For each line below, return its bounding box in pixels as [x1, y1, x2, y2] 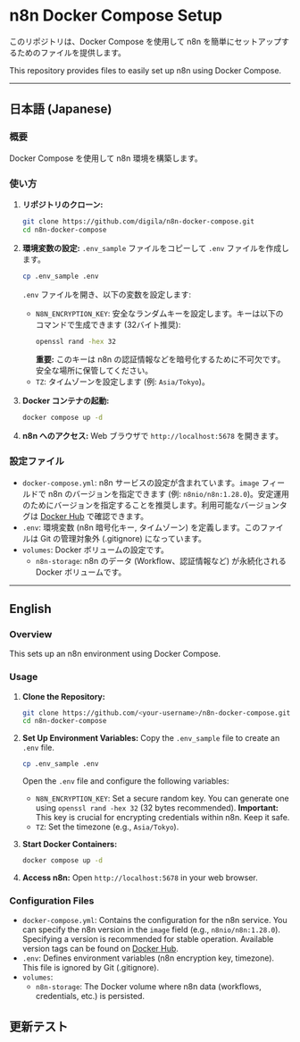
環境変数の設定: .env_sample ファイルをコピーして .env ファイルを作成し [21, 242, 290, 253]
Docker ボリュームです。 [35, 567, 127, 577]
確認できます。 [94, 510, 149, 521]
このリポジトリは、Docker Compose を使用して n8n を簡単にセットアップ [9, 36, 282, 46]
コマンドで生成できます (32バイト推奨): [35, 319, 181, 330]
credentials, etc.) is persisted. [35, 991, 146, 1002]
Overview [9, 627, 53, 640]
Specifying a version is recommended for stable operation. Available [21, 934, 274, 945]
